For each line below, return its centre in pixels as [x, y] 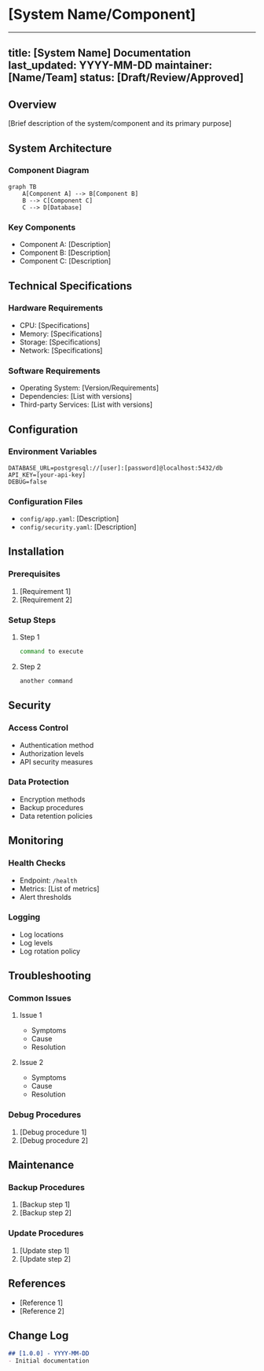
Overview [33, 104]
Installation [36, 552]
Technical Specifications [70, 286]
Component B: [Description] [65, 252]
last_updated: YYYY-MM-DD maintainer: [110, 66]
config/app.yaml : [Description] [69, 519]
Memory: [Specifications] [60, 334]
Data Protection [38, 782]
